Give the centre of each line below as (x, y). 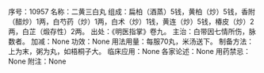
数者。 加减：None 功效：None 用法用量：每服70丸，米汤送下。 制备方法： (131, 41)
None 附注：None (37, 61)
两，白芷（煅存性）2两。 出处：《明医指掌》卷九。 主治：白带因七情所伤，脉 (132, 31)
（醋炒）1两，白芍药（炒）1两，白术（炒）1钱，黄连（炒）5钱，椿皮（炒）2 (131, 21)
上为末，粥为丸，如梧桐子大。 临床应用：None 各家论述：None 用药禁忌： (130, 51)
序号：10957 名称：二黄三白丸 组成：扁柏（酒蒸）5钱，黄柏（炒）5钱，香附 (132, 12)
